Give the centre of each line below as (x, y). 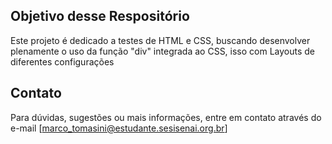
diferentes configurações (62, 61)
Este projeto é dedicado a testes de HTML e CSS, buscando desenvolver (160, 40)
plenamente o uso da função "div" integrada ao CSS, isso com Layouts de (163, 51)
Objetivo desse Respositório (100, 16)
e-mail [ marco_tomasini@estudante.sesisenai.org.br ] (119, 128)
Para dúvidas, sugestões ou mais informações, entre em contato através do (166, 117)
